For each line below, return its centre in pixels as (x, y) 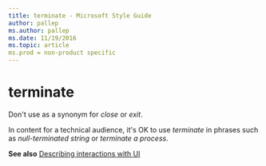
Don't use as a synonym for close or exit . (75, 114)
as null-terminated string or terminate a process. (89, 138)
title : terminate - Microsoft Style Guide (80, 16)
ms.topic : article (39, 45)
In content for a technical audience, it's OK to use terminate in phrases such (133, 129)
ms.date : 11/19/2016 (43, 38)
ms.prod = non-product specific (62, 53)
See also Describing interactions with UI (74, 153)
